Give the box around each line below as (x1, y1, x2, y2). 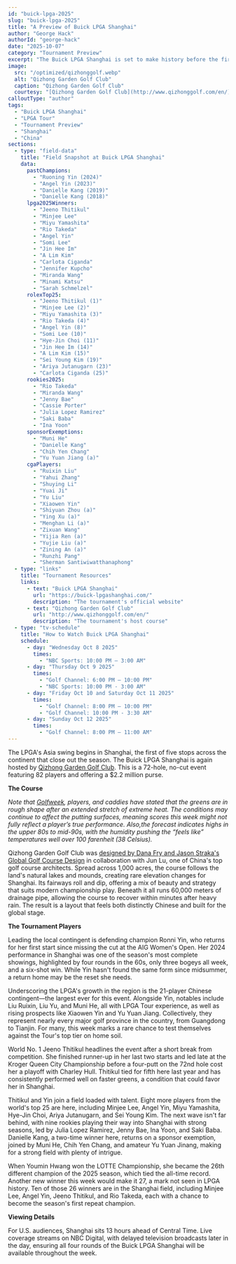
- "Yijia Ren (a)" (33, 533, 87, 540)
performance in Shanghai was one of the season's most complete (8, 950, 198, 959)
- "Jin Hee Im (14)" (33, 344, 93, 351)
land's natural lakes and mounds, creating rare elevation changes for (8, 871, 206, 879)
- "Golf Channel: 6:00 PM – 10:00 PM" (39, 677, 153, 684)
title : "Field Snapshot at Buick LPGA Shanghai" (20, 154, 165, 162)
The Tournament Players (8, 922, 82, 930)
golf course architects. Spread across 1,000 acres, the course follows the (8, 864, 219, 872)
